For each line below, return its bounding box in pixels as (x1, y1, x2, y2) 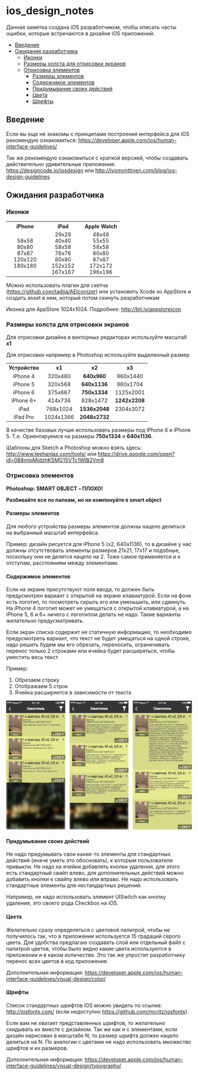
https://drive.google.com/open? (97, 451, 175, 458)
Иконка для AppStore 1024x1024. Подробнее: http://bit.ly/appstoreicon (6, 305, 181, 313)
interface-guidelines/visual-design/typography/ (6, 1062, 122, 1069)
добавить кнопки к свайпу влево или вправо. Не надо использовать (6, 876, 179, 883)
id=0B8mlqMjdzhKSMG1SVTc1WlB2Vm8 (6, 457, 104, 464)
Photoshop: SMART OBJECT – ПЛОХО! (6, 485, 103, 492)
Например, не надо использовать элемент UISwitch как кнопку (6, 894, 166, 901)
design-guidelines (6, 173, 50, 180)
